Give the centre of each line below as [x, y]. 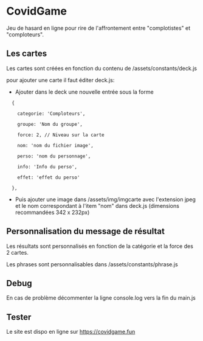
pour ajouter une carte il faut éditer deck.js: [60, 80]
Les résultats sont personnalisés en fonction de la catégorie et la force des [100, 246]
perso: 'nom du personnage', [54, 156]
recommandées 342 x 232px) [52, 212]
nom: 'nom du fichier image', [56, 145]
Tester [19, 317]
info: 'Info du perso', [47, 167]
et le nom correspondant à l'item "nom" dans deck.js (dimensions [97, 205]
